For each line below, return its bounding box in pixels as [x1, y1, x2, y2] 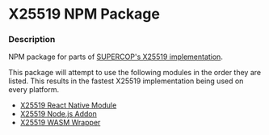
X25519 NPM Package [8, 5, 160, 23]
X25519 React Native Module [19, 100, 117, 110]
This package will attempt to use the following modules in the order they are [8, 68, 261, 78]
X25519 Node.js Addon [19, 109, 97, 119]
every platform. [8, 85, 59, 95]
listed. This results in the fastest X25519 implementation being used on [8, 76, 244, 86]
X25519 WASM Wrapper [19, 118, 101, 128]
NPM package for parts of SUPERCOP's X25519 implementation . [8, 52, 224, 61]
